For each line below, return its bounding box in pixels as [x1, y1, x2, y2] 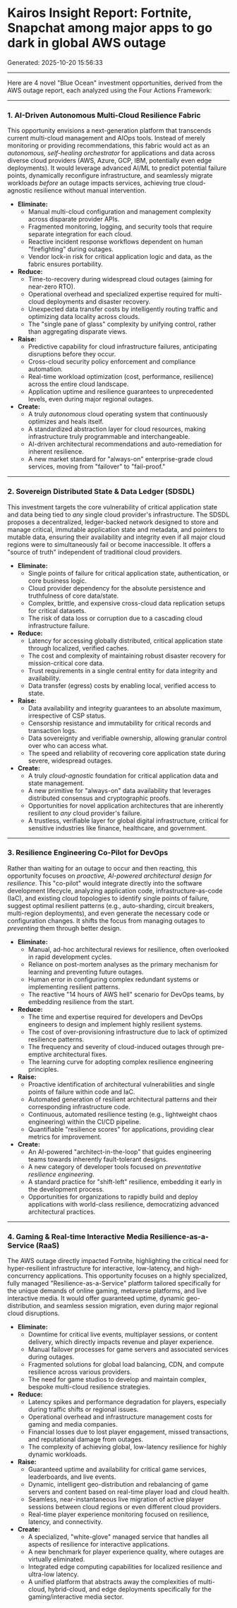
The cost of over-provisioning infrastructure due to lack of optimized [28, 1027, 228, 1036]
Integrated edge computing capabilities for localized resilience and [28, 1563, 222, 1571]
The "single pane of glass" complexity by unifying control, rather [28, 320, 217, 329]
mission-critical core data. [28, 658, 104, 667]
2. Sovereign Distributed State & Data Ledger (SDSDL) [7, 487, 195, 497]
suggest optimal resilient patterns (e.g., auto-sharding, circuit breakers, [7, 901, 214, 909]
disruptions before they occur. [28, 350, 116, 358]
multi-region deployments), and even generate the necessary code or [7, 909, 210, 917]
